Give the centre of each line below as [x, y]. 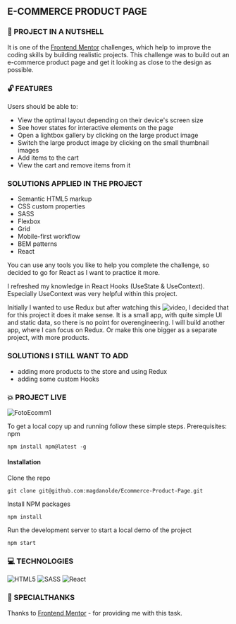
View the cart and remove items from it [74, 165]
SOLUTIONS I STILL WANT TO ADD [68, 356]
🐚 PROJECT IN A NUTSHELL [56, 32]
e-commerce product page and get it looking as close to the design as [110, 62]
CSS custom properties [51, 206]
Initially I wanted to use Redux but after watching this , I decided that [118, 307]
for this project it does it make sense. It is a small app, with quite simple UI [115, 315]
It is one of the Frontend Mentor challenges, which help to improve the [109, 47]
